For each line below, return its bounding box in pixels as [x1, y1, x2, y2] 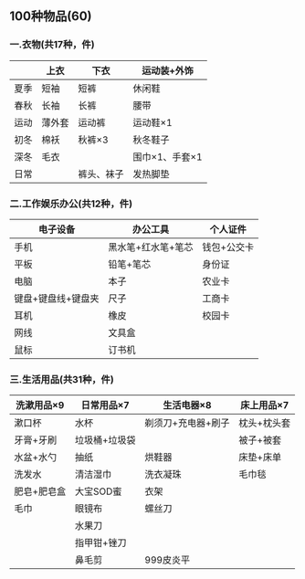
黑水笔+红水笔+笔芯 [108, 240, 194, 253]
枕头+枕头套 [238, 416, 290, 429]
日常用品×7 [80, 399, 130, 412]
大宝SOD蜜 [74, 485, 122, 498]
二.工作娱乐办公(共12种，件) [9, 197, 133, 210]
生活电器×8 [163, 399, 212, 412]
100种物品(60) [9, 8, 93, 25]
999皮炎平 [144, 553, 190, 566]
